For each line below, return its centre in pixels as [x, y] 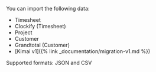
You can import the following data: [48, 9]
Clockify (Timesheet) [40, 26]
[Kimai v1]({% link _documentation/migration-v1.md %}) [82, 51]
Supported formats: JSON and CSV [49, 63]
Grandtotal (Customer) [42, 45]
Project [23, 32]
